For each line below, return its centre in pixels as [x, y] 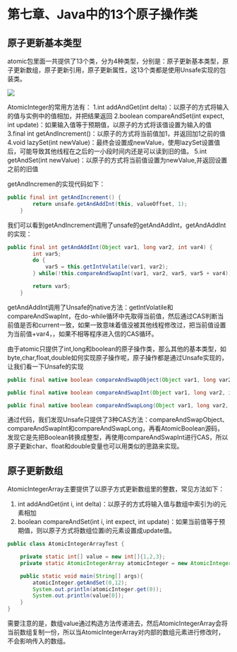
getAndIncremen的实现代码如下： [56, 184]
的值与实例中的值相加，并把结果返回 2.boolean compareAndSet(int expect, [116, 116]
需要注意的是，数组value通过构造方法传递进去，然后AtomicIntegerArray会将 [117, 624]
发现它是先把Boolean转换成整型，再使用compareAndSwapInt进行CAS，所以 [118, 437]
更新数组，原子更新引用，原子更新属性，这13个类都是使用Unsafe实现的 [116, 70]
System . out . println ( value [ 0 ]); [79, 596]
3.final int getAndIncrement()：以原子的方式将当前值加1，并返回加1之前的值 [116, 134]
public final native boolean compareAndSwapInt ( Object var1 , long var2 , [116, 392]
